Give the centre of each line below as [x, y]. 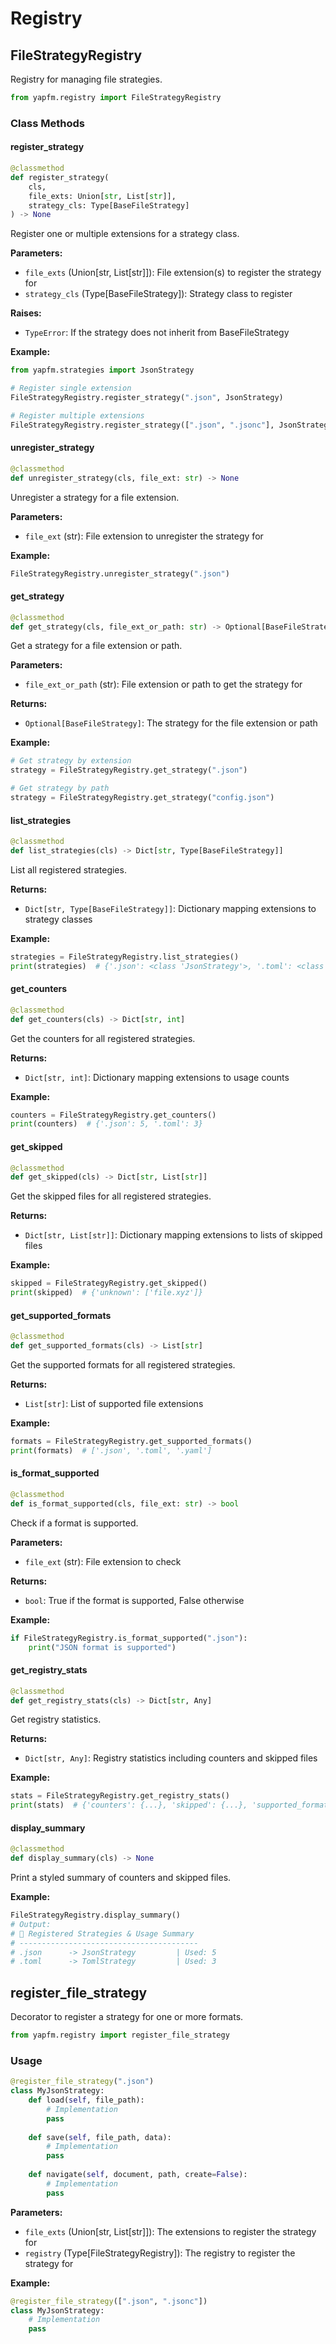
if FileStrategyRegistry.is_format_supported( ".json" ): [129, 1638]
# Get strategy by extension [71, 761]
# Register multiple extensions [77, 415]
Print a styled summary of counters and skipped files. [121, 1878]
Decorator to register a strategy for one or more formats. [127, 2017]
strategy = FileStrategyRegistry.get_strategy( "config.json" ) [142, 798]
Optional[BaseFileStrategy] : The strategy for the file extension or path [171, 723]
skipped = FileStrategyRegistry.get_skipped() [109, 1283]
